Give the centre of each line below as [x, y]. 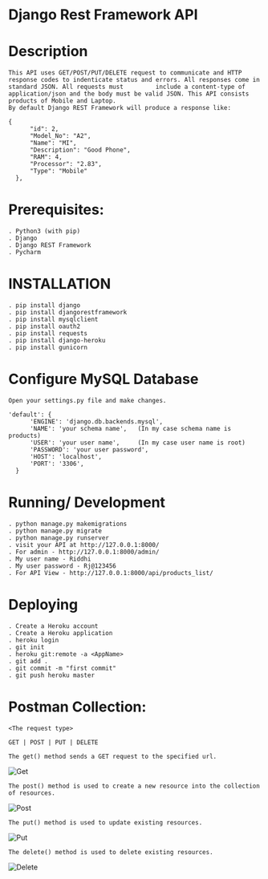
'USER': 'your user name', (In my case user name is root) [138, 443]
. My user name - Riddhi [50, 559]
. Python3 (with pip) [45, 231]
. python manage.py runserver [59, 538]
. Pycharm [25, 253]
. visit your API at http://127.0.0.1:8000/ [84, 545]
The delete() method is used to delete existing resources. [111, 852]
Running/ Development [87, 502]
